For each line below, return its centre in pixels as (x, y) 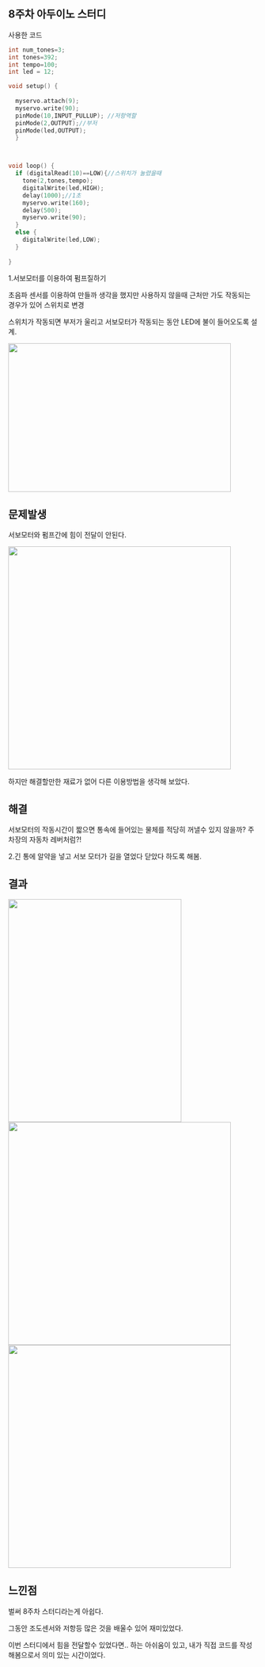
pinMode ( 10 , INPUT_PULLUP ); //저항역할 (76, 116)
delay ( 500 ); (42, 210)
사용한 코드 (25, 35)
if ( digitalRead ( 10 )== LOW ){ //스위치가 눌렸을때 (89, 174)
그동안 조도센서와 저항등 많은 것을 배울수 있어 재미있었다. (96, 1628)
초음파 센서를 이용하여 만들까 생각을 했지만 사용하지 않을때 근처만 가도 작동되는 (130, 295)
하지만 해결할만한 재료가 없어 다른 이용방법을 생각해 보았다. (99, 782)
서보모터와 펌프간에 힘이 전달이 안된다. (67, 535)
